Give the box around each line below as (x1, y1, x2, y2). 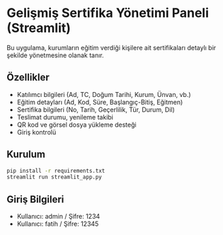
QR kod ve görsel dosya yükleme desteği (16, 120, 137, 129)
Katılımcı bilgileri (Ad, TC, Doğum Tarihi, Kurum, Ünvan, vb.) (16, 90, 192, 98)
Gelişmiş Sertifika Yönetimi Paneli (6, 5, 210, 21)
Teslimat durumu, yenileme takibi (16, 113, 114, 121)
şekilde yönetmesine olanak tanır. (6, 51, 104, 59)
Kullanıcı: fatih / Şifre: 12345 (16, 219, 99, 228)
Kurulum (6, 149, 46, 161)
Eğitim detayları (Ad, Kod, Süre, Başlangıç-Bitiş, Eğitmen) (16, 98, 183, 106)
